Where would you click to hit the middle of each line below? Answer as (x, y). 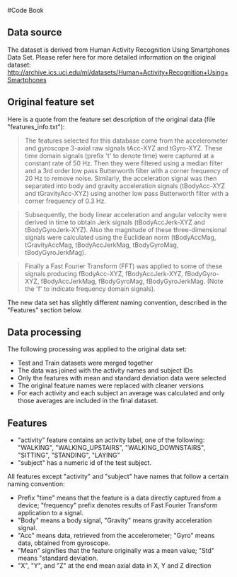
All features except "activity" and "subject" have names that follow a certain (118, 477)
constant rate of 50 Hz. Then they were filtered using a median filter (123, 163)
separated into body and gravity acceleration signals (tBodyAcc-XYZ (125, 186)
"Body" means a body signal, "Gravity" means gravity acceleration (115, 520)
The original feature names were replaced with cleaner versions (110, 385)
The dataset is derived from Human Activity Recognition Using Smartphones (118, 50)
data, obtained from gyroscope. (64, 543)
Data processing (44, 333)
